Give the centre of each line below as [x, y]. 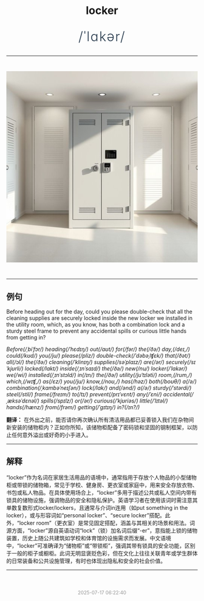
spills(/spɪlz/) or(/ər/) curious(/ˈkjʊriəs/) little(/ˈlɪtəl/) [104, 401]
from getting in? [26, 337]
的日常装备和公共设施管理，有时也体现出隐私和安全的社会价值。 [86, 561]
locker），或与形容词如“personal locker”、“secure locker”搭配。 [86, 515]
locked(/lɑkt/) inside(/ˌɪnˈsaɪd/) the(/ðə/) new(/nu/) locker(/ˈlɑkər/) [106, 368]
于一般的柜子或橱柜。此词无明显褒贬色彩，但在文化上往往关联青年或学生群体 [102, 553]
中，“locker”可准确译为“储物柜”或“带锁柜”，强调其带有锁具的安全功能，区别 [101, 545]
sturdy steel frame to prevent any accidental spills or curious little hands [97, 331]
